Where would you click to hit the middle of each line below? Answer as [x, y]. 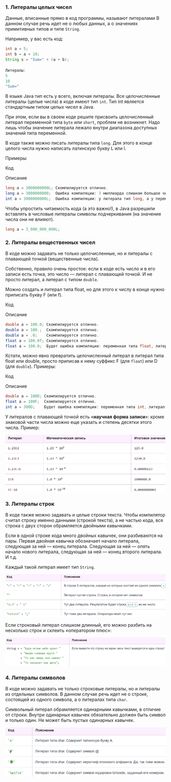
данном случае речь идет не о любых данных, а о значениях [72, 23]
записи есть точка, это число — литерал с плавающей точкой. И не [79, 274]
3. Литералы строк [30, 504]
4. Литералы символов [35, 678]
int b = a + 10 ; [22, 55]
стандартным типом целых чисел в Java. [50, 107]
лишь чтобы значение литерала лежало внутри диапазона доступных [81, 128]
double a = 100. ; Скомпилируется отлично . [52, 330]
